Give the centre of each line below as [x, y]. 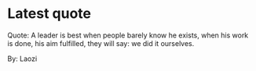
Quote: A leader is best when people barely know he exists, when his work [128, 35]
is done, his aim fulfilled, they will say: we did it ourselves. [101, 43]
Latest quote [49, 14]
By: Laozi [22, 59]
